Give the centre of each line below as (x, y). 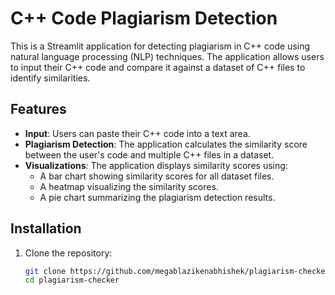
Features (38, 109)
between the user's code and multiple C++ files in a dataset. (149, 154)
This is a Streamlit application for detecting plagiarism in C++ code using (160, 46)
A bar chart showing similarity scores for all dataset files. (157, 176)
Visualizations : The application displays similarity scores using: (156, 165)
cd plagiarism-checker (72, 280)
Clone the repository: (68, 253)
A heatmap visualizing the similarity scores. (129, 186)
